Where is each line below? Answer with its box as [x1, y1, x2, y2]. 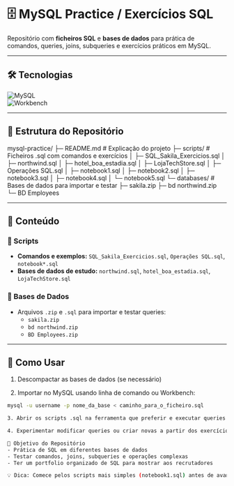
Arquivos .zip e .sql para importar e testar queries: [17, 307, 166, 316]
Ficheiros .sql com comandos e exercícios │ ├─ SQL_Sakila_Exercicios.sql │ [7, 152, 226, 160]
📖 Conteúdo [7, 215, 60, 227]
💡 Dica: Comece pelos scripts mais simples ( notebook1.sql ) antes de [7, 472, 214, 479]
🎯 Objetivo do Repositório [7, 440, 86, 447]
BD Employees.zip [27, 331, 79, 338]
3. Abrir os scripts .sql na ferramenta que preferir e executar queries [7, 415, 226, 422]
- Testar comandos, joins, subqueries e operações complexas [7, 452, 189, 460]
